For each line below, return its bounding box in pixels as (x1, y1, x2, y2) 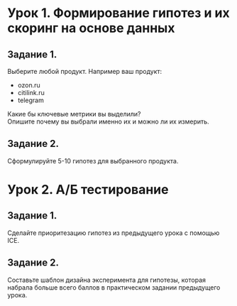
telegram (17, 96, 44, 104)
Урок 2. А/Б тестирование (7, 182, 169, 197)
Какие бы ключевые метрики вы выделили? (7, 110, 141, 118)
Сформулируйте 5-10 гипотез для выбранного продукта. (7, 156, 179, 165)
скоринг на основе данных (7, 20, 175, 36)
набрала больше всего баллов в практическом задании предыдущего (7, 283, 221, 292)
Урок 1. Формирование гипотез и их (7, 5, 230, 21)
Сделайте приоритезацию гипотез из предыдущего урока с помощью (7, 229, 220, 237)
